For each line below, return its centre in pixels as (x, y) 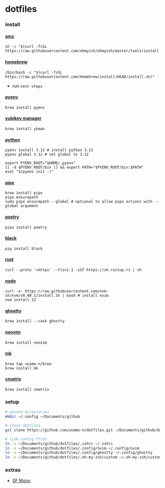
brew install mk (22, 368)
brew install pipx (24, 193)
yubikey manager (23, 118)
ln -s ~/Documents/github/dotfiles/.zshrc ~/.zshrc (59, 444)
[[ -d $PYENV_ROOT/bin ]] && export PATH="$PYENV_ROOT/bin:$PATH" (74, 168)
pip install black (24, 248)
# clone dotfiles (23, 425)
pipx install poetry (26, 227)
